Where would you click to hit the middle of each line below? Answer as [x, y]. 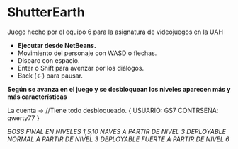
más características [37, 97]
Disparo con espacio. [49, 60]
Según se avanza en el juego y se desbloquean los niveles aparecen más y [119, 89]
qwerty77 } [24, 118]
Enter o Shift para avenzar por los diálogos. [80, 68]
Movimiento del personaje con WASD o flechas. [87, 53]
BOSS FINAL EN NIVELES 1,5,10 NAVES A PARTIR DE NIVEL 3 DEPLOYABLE [117, 131]
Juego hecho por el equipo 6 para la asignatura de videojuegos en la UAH [115, 32]
